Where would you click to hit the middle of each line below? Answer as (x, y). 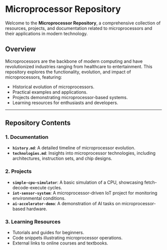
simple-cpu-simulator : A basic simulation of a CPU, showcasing (78, 182)
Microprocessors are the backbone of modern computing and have (74, 61)
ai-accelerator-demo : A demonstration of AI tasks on (66, 203)
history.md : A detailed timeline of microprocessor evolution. (74, 148)
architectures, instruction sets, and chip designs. (62, 158)
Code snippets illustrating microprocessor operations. (67, 238)
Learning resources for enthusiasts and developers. (65, 103)
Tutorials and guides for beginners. (48, 233)
